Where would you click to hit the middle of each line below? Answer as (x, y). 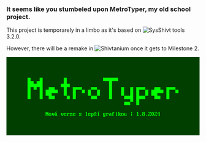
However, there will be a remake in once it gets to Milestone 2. (103, 48)
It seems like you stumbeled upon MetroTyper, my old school (99, 9)
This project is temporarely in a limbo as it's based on (74, 30)
